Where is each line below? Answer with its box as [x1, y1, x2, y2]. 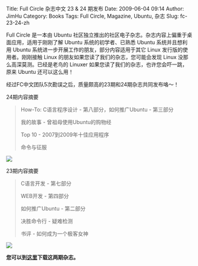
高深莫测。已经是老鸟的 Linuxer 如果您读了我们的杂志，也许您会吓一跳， [11, 61, 188, 68]
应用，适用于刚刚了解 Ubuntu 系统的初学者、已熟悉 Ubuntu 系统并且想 [11, 39, 183, 46]
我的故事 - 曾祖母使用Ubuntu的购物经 [20, 119, 112, 125]
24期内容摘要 [6, 93, 39, 100]
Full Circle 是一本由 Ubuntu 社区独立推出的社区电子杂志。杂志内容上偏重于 [6, 31, 187, 38]
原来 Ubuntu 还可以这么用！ [6, 69, 74, 75]
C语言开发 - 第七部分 [20, 180, 72, 187]
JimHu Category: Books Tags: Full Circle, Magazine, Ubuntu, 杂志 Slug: [6, 12, 179, 20]
